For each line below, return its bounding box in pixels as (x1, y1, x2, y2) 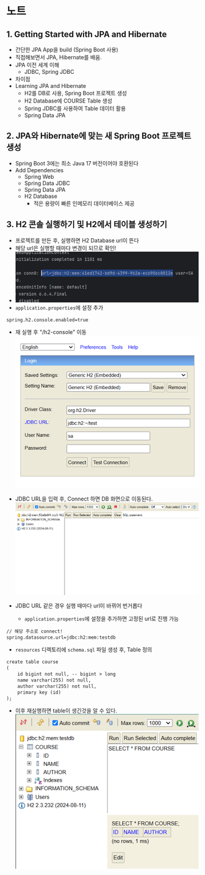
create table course (6, 659, 59, 665)
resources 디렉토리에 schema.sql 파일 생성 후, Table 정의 (15, 645, 153, 653)
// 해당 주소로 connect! (6, 628, 63, 634)
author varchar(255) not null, (17, 683, 97, 689)
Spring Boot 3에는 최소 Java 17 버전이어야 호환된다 (15, 159, 139, 167)
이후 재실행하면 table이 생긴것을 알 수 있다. (15, 706, 118, 714)
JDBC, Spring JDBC (24, 68, 74, 75)
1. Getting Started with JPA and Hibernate (6, 29, 167, 39)
